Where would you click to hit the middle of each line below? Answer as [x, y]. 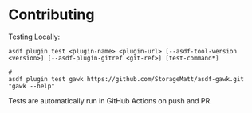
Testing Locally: [34, 37]
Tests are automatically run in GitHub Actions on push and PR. [110, 100]
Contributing [51, 15]
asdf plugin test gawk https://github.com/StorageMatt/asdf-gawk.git [126, 79]
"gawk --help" [32, 86]
